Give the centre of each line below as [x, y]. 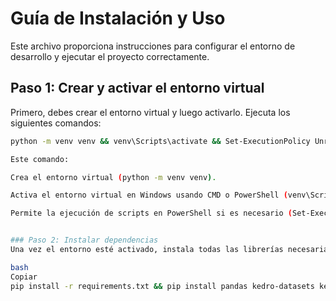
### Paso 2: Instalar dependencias [84, 240]
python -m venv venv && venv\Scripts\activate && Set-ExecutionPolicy [160, 141]
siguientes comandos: [56, 123]
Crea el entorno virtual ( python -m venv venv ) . [113, 177]
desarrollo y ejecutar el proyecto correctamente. [110, 56]
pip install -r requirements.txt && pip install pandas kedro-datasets [162, 286]
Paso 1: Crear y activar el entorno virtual [137, 88]
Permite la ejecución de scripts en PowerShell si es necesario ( [151, 213]
